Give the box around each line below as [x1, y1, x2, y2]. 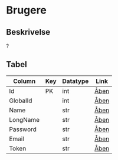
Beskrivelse [6, 27, 51, 37]
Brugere [6, 4, 47, 17]
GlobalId [9, 96, 32, 105]
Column [12, 77, 36, 85]
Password [9, 125, 37, 133]
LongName [9, 115, 40, 124]
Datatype [62, 77, 89, 85]
